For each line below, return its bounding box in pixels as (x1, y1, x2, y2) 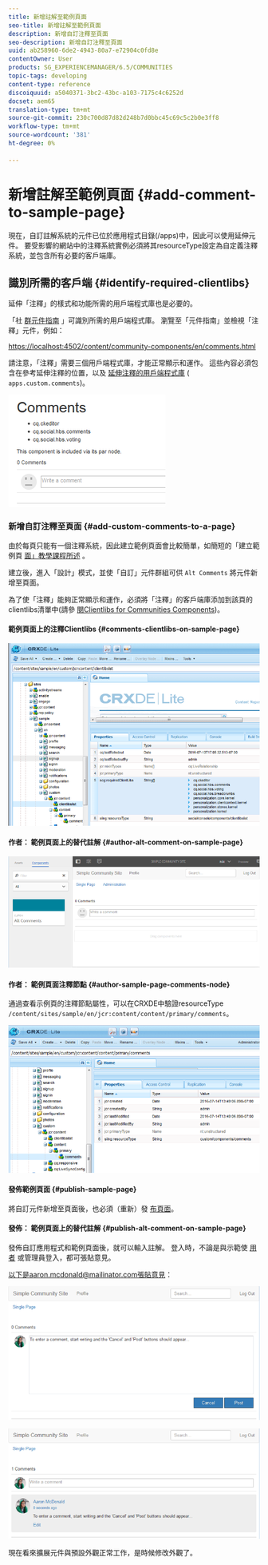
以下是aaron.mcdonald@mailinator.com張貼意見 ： (8, 1270, 173, 1280)
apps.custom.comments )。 (8, 378, 90, 387)
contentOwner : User (8, 55, 73, 63)
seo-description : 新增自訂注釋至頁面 (8, 38, 123, 46)
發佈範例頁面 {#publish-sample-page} (8, 1185, 137, 1194)
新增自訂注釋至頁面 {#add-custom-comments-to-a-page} (8, 521, 236, 532)
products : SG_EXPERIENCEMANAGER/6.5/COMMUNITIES (8, 64, 173, 72)
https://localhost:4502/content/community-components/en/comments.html (8, 342, 257, 352)
